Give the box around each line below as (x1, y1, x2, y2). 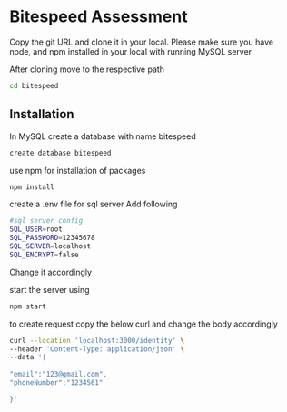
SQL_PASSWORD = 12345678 (9, 234, 95, 243)
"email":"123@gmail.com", (9, 370, 107, 379)
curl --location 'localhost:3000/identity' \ (9, 336, 184, 345)
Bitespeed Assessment (9, 6, 188, 27)
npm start (9, 302, 47, 311)
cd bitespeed (9, 81, 59, 90)
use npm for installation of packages (9, 165, 146, 176)
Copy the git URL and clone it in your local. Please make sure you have (9, 36, 274, 47)
